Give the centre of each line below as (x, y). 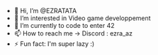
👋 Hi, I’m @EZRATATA (45, 11)
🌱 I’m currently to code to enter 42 (64, 25)
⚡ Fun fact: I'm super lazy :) (54, 44)
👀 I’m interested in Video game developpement (82, 18)
